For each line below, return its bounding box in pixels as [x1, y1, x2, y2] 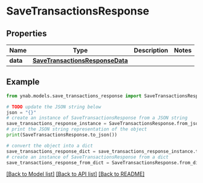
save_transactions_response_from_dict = [6, 159, 110, 165]
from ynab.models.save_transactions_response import [6, 92, 142, 99]
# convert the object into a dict [6, 143, 94, 149]
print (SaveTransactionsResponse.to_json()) [6, 132, 118, 138]
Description [134, 47, 169, 54]
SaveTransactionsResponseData [32, 56, 128, 65]
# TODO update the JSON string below [6, 104, 101, 110]
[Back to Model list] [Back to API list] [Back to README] [6, 170, 145, 178]
